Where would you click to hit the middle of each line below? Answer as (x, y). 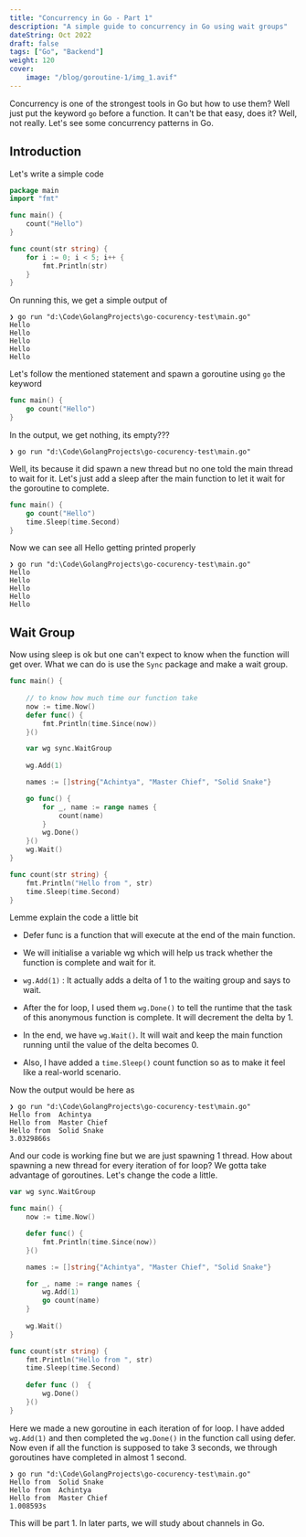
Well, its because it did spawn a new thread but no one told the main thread (152, 468)
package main (34, 190)
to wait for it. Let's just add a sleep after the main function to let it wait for (148, 478)
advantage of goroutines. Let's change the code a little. (114, 1175)
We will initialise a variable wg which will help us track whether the (148, 953)
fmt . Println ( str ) (75, 266)
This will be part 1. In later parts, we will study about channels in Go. (137, 1522)
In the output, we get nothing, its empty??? (90, 434)
